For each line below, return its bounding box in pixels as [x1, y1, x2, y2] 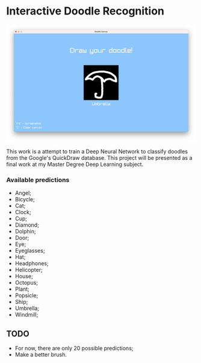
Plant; [14, 285, 30, 293]
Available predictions [6, 175, 70, 184]
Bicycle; [14, 196, 35, 203]
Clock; [14, 209, 31, 216]
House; [14, 273, 33, 280]
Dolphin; [14, 228, 36, 235]
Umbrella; [14, 305, 40, 312]
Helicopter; [14, 267, 43, 274]
